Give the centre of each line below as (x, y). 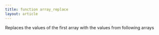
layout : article (21, 14)
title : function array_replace (37, 9)
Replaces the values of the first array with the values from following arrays (79, 27)
